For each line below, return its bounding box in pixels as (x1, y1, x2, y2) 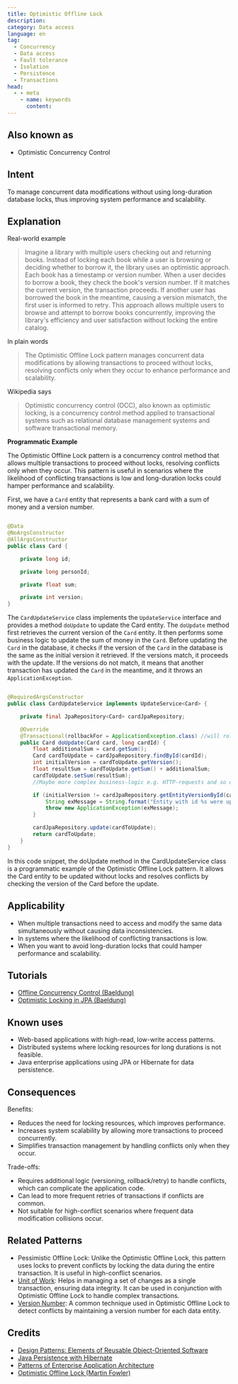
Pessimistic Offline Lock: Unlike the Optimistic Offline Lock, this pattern (17, 1253, 226, 1262)
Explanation (7, 215, 62, 227)
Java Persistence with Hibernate (17, 1353, 113, 1362)
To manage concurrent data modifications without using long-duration (7, 187, 212, 196)
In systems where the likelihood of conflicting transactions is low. (17, 934, 208, 942)
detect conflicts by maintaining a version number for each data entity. (17, 1306, 221, 1314)
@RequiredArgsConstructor (7, 694, 84, 701)
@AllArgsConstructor (7, 536, 69, 543)
